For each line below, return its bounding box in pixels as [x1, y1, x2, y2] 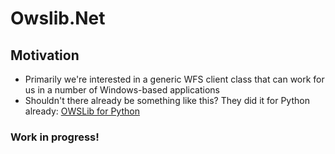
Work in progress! [10, 130, 100, 144]
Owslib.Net [10, 7, 106, 30]
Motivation [10, 47, 80, 64]
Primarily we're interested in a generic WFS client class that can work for [24, 73, 325, 85]
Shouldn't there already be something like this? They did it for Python [24, 95, 310, 106]
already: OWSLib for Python [24, 105, 140, 117]
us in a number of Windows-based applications [24, 84, 220, 96]
